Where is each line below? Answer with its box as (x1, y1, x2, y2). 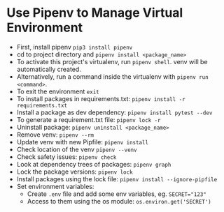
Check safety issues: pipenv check (16, 152, 117, 161)
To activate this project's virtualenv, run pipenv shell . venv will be (16, 57, 208, 66)
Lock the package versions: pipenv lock (16, 167, 134, 176)
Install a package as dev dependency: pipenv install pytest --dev (16, 108, 213, 116)
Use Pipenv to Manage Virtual (6, 5, 183, 21)
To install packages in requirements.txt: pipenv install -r (16, 94, 186, 103)
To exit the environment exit (16, 87, 99, 96)
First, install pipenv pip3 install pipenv (16, 43, 133, 51)
